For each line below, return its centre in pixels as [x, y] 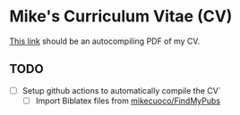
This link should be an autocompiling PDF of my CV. [105, 41]
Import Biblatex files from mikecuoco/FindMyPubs [128, 101]
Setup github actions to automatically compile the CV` [121, 90]
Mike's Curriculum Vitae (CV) [121, 16]
